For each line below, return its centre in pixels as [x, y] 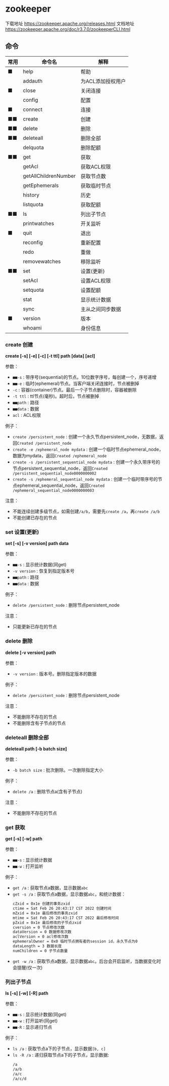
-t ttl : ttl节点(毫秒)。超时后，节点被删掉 [56, 396]
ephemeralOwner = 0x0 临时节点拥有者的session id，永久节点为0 [75, 942]
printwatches [39, 223]
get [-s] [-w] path [24, 839]
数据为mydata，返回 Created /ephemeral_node [60, 456]
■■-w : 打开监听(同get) [35, 1021]
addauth [33, 81]
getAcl [31, 166]
